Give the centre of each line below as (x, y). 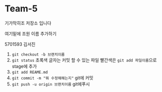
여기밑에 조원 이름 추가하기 (31, 33)
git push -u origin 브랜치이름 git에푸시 (51, 84)
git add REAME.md (30, 72)
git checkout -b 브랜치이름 (38, 54)
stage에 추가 (24, 66)
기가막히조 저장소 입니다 (28, 23)
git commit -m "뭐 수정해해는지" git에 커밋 (53, 78)
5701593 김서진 (20, 44)
